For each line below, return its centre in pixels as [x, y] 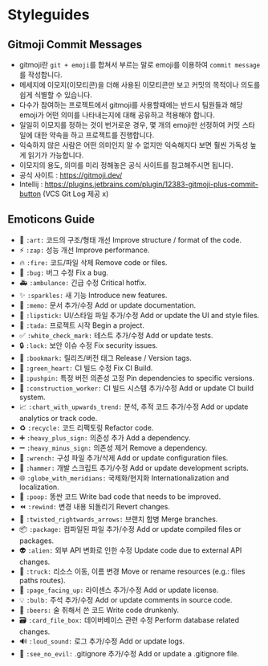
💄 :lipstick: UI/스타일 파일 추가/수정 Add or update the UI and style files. [139, 315]
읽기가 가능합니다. [56, 155]
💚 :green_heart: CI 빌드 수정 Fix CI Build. [86, 368]
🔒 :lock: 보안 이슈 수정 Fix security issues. [88, 345]
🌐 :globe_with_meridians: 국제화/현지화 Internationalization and [124, 478]
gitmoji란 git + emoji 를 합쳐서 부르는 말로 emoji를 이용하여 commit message [140, 65]
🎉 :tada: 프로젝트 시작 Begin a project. [82, 325]
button [30, 194]
